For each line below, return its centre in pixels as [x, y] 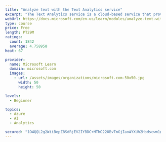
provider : [15, 59]
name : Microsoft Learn [33, 64]
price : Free [17, 28]
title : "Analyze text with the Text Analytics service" [64, 10]
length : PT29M [20, 32]
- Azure [18, 114]
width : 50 [28, 83]
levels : [13, 96]
